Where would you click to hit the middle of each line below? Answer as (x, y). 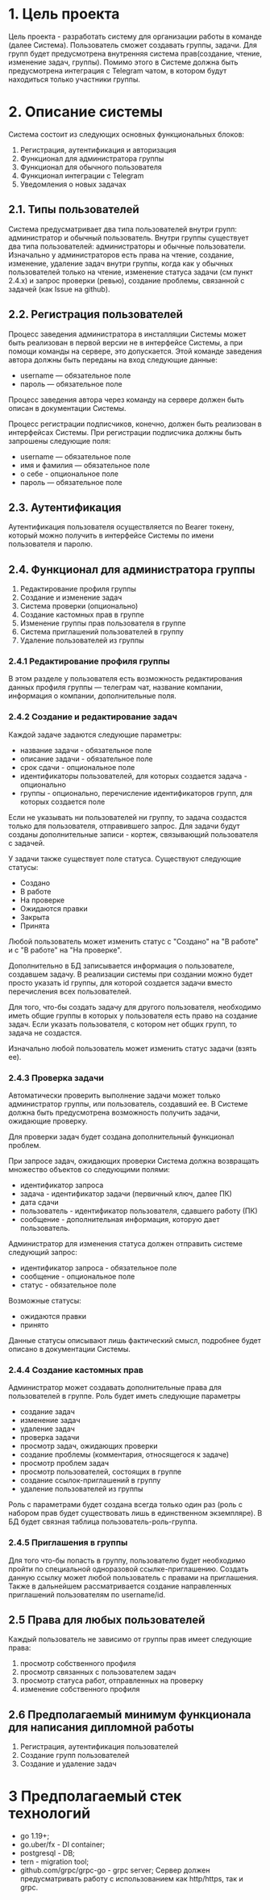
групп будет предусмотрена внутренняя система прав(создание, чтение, (135, 53)
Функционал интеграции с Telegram (82, 175)
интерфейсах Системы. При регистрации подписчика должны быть (125, 432)
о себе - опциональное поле (69, 474)
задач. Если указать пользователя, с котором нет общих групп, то (123, 1024)
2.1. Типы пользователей (74, 209)
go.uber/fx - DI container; (62, 1844)
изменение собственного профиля (80, 1689)
